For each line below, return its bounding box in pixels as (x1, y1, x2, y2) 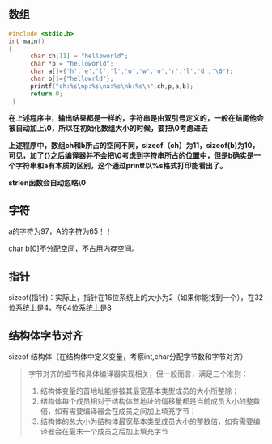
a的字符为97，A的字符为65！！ (8, 226, 113, 236)
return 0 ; (29, 90, 63, 98)
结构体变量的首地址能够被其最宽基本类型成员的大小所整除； (40, 387, 240, 395)
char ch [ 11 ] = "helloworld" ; (29, 52, 129, 61)
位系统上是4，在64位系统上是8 (8, 302, 112, 313)
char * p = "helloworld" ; (29, 60, 114, 68)
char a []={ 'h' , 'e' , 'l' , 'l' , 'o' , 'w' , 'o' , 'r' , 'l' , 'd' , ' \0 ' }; (29, 67, 234, 75)
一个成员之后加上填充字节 (83, 427, 168, 436)
